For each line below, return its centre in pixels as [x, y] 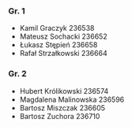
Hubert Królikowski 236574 [64, 91]
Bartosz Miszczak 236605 [62, 107]
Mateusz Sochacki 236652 [64, 36]
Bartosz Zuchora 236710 [60, 116]
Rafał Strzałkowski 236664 [64, 54]
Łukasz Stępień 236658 [58, 45]
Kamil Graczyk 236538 [57, 28]
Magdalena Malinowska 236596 [72, 99]
